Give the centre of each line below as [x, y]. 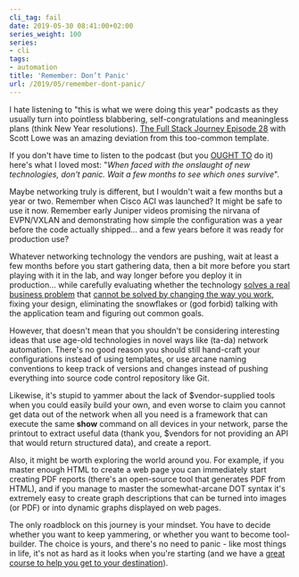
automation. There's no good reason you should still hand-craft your [135, 349]
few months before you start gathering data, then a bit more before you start [149, 265]
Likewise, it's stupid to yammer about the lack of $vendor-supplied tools [142, 395]
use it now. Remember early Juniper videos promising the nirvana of [135, 210]
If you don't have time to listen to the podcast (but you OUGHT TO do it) [141, 155]
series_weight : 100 [46, 34]
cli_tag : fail [36, 17]
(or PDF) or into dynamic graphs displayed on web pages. [115, 507]
